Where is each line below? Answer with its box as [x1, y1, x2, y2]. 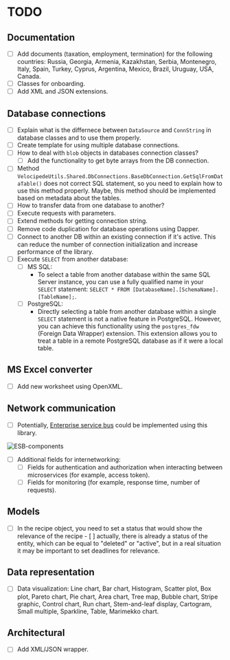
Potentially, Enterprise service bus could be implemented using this [16, 421, 208, 429]
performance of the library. [16, 247, 94, 255]
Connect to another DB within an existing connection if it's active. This [16, 232, 216, 241]
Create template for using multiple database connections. [16, 141, 180, 149]
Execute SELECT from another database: [16, 255, 129, 263]
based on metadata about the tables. [16, 194, 122, 202]
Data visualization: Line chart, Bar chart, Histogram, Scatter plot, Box [16, 584, 211, 593]
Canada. [16, 72, 41, 81]
